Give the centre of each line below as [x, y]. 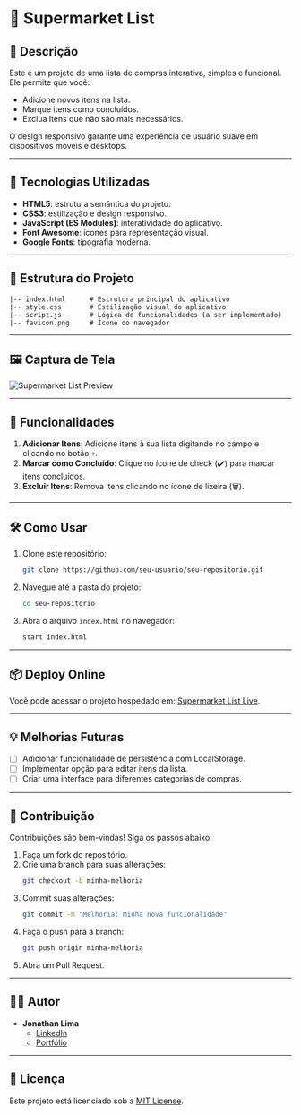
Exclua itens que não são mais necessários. [103, 119]
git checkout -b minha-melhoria [82, 881]
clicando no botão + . [60, 454]
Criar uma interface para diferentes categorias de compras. [132, 779]
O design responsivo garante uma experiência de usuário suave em [133, 136]
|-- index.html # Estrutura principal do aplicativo [120, 299]
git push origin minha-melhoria [82, 948]
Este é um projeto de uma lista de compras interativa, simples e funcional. [146, 73]
